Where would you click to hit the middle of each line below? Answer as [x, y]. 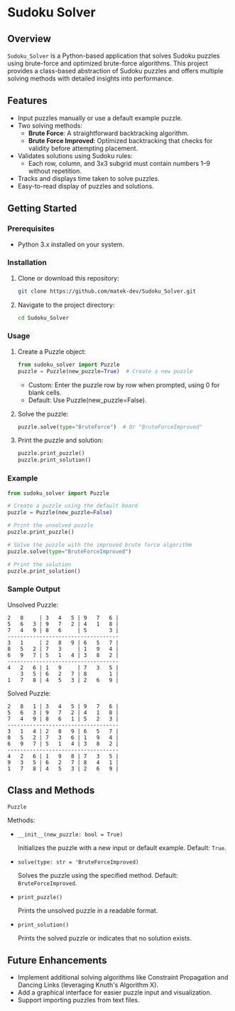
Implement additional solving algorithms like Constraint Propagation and [123, 978]
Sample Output [34, 590]
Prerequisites [31, 229]
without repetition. [55, 171]
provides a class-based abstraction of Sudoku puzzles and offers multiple [115, 71]
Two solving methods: [50, 125]
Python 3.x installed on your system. [71, 244]
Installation [27, 263]
